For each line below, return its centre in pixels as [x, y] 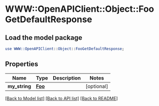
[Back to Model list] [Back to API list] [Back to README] [62, 98]
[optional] [97, 86]
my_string [19, 86]
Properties [22, 64]
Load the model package [44, 38]
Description [67, 78]
